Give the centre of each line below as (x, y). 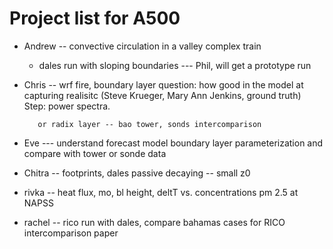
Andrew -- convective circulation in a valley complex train (142, 46)
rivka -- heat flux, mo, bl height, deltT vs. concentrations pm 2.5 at (161, 192)
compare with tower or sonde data (95, 153)
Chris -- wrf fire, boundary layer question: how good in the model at (163, 84)
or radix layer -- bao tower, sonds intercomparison (149, 124)
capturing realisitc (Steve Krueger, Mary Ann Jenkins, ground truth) (162, 95)
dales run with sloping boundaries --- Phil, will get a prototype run (175, 65)
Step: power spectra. (67, 106)
